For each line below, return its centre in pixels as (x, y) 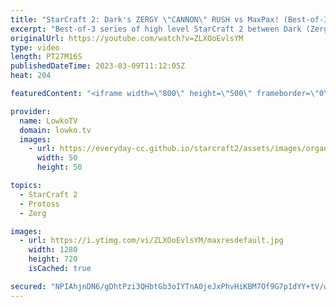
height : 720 (53, 259)
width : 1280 (53, 250)
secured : (28, 286)
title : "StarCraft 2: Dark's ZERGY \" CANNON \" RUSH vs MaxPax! (145, 19)
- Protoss (39, 204)
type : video (35, 47)
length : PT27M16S (46, 57)
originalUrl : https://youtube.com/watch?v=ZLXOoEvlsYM (127, 38)
